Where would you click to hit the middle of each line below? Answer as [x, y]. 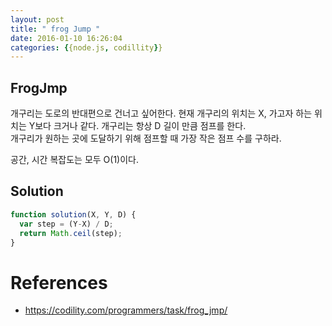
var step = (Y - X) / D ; [66, 224]
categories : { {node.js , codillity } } [86, 47]
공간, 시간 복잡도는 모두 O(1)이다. [74, 160]
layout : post [37, 19]
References [59, 282]
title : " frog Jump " [55, 29]
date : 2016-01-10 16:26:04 [66, 38]
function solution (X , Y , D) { [73, 214]
